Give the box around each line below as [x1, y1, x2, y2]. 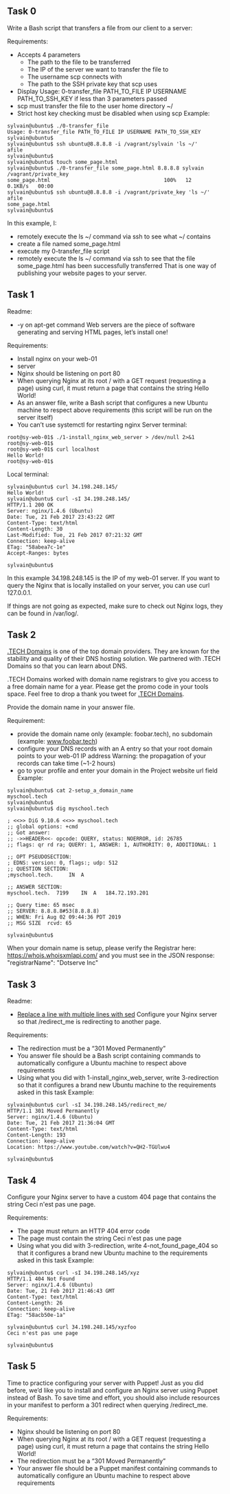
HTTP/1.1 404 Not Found [7, 1276, 76, 1282]
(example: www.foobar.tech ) [16, 737, 98, 746]
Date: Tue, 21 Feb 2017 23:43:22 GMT [7, 513, 115, 520]
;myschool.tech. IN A [7, 872, 84, 879]
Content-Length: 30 [7, 525, 63, 533]
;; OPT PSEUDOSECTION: [7, 854, 72, 861]
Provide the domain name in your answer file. [7, 703, 135, 712]
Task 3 [7, 979, 36, 990]
